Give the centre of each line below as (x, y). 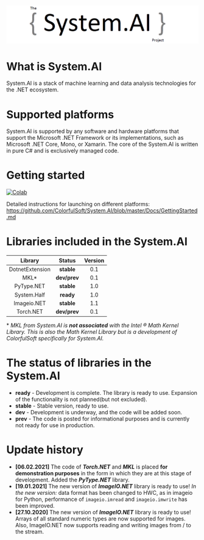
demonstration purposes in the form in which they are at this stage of (103, 473)
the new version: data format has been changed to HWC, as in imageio (104, 492)
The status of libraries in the (79, 363)
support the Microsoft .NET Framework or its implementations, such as (95, 138)
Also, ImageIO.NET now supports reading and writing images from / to (103, 525)
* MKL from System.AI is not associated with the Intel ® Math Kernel (93, 325)
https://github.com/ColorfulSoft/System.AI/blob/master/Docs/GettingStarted (102, 211)
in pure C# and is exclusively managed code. (63, 151)
